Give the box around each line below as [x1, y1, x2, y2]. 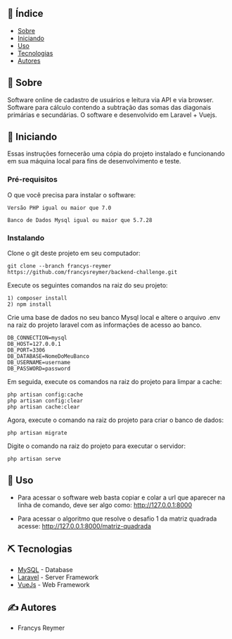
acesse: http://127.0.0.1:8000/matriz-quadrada [17, 521, 151, 530]
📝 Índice [7, 8, 44, 20]
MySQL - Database [17, 565, 73, 573]
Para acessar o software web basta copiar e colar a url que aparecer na [17, 493, 226, 502]
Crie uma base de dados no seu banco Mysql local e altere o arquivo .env [7, 314, 221, 322]
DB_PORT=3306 [7, 347, 46, 354]
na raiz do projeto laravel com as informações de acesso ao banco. [7, 321, 202, 329]
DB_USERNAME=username [7, 359, 71, 366]
